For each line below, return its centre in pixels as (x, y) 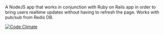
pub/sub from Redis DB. (29, 17)
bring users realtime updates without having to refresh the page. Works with (82, 12)
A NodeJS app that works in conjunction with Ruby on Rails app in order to (81, 7)
